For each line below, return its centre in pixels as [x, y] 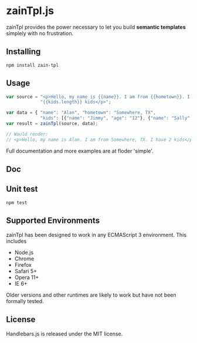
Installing [23, 52]
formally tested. [25, 301]
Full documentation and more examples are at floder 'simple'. [80, 151]
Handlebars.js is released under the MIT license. [64, 334]
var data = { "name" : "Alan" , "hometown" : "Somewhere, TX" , [81, 113]
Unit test [22, 189]
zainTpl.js [30, 11]
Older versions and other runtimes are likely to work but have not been [91, 295]
